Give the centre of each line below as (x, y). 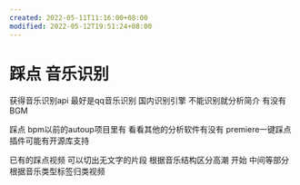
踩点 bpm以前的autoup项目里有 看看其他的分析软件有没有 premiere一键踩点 (150, 130)
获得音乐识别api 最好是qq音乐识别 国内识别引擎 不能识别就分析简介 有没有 (148, 101)
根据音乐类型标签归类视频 (57, 171)
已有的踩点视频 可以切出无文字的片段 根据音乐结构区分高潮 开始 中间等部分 (149, 161)
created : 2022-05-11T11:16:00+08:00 (79, 18)
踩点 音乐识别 (59, 74)
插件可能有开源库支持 (49, 141)
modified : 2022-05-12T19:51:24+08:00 (81, 26)
